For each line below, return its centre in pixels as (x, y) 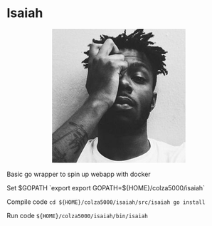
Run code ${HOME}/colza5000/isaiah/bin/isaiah (78, 215)
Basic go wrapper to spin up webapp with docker (79, 174)
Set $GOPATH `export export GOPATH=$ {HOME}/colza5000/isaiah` (106, 188)
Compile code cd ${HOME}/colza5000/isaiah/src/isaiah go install (106, 202)
